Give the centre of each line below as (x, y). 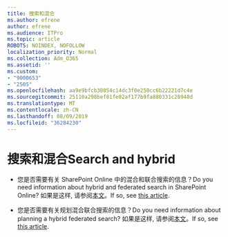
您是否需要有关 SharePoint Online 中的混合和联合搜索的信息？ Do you (115, 180)
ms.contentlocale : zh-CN (43, 110)
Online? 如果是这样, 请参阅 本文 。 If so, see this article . (93, 196)
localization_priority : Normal (52, 53)
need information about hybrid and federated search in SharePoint (112, 187)
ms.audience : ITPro (35, 33)
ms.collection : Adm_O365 (43, 59)
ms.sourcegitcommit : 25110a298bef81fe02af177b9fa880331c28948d (100, 97)
